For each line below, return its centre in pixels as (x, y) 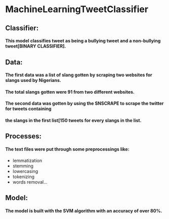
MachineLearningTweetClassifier (77, 9)
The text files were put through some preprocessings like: (68, 149)
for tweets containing (28, 109)
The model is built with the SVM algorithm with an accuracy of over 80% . (84, 210)
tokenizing (23, 177)
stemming (23, 166)
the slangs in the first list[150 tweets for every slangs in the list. (73, 120)
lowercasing (25, 171)
